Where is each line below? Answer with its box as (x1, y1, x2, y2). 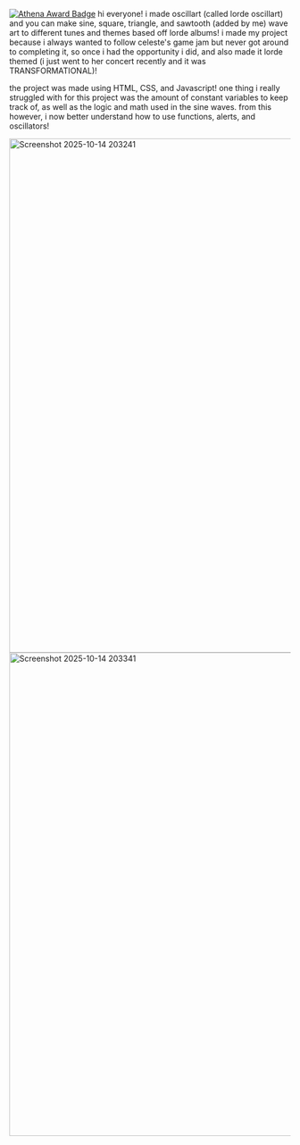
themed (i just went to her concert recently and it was (9, 56, 207, 66)
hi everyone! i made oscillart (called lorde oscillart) (97, 9, 284, 19)
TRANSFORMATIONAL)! (9, 65, 98, 76)
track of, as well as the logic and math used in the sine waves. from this (9, 102, 272, 112)
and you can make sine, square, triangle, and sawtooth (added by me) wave (9, 18, 288, 29)
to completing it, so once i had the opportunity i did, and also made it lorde (9, 46, 283, 57)
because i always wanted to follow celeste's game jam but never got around (9, 37, 289, 47)
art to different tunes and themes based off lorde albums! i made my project (9, 28, 288, 38)
